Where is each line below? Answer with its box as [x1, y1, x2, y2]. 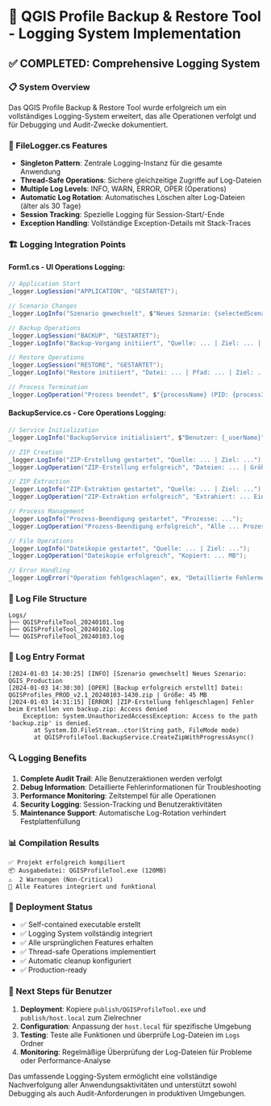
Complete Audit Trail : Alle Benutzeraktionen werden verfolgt [19, 773, 223, 783]
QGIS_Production [8, 677, 63, 685]
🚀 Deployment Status [8, 902, 93, 913]
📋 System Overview [8, 81, 90, 92]
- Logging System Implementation [8, 24, 242, 43]
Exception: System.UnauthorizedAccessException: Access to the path [23, 712, 258, 720]
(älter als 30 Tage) [19, 201, 81, 211]
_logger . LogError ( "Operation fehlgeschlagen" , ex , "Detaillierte [8, 574, 232, 582]
